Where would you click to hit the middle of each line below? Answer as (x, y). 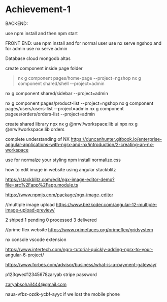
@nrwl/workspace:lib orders (35, 129)
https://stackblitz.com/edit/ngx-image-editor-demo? (60, 179)
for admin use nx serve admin (36, 48)
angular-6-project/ (25, 255)
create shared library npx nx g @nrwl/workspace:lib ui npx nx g (72, 124)
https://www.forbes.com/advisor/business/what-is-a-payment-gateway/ (81, 264)
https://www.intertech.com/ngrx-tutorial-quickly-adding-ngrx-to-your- (79, 249)
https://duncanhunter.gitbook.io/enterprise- (116, 139)
